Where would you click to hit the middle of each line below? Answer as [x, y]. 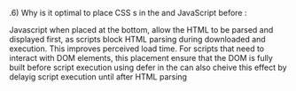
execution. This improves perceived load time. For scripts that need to [136, 49]
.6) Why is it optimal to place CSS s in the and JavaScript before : [128, 13]
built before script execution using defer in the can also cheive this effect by [148, 67]
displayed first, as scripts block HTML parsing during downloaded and [137, 39]
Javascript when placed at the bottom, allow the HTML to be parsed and [141, 30]
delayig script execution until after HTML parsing [98, 77]
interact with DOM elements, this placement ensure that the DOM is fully [141, 58]
